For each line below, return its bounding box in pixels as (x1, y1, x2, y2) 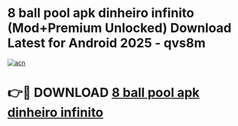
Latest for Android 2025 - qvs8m (7, 35, 206, 51)
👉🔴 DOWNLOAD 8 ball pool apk (7, 85, 200, 101)
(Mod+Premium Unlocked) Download (7, 20, 232, 36)
